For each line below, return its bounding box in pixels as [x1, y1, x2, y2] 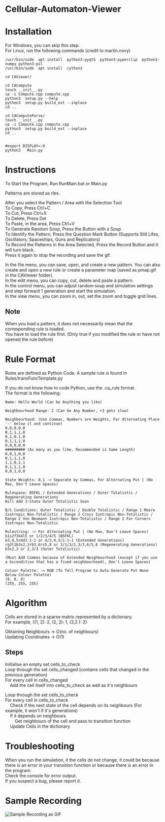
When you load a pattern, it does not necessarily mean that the [5, 320, 133, 326]
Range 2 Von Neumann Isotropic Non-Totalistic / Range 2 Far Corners [5, 516, 151, 521]
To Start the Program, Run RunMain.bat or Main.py [5, 181, 107, 187]
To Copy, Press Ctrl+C [5, 205, 51, 211]
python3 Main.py [5, 148, 43, 153]
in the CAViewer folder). [5, 273, 54, 278]
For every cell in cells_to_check [5, 697, 68, 703]
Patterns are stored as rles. [5, 190, 60, 196]
